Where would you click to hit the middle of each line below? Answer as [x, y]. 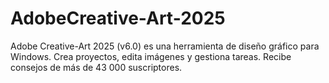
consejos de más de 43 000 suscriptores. [96, 67]
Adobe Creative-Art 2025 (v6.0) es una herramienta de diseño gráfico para [165, 46]
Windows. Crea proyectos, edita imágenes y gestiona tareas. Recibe [151, 56]
